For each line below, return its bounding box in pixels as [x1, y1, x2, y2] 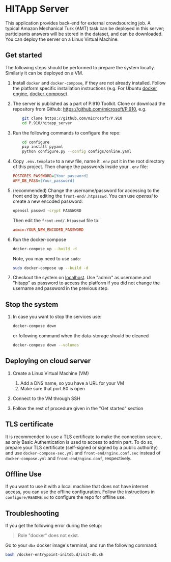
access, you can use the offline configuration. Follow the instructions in [5, 489, 155, 495]
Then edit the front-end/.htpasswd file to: [12, 217, 100, 223]
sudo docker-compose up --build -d [12, 265, 89, 271]
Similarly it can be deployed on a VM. [5, 70, 83, 76]
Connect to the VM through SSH [12, 395, 80, 402]
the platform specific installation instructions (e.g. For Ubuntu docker [12, 85, 157, 91]
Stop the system [5, 300, 59, 309]
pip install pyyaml [22, 144, 64, 149]
